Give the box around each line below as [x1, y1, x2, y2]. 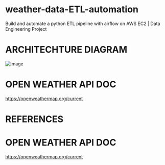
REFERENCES [5, 113, 64, 125]
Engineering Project [5, 26, 47, 32]
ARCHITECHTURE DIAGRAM [5, 44, 128, 56]
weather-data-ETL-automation [5, 4, 139, 15]
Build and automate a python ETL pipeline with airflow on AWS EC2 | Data [5, 20, 160, 27]
